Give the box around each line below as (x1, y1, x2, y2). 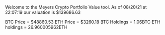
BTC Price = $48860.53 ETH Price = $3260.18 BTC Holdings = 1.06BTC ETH (5, 19, 161, 25)
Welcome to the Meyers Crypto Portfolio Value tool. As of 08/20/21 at (5, 4, 147, 10)
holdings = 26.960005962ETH (5, 24, 68, 30)
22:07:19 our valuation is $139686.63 (5, 9, 81, 15)
